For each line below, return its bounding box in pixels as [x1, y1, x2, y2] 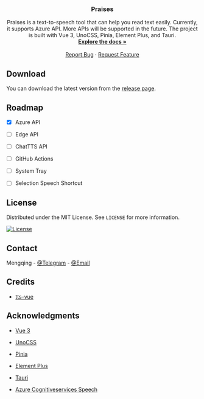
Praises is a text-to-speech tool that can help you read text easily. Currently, [7, 19, 198, 26]
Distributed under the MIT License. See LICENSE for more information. [6, 213, 180, 221]
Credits [6, 277, 35, 287]
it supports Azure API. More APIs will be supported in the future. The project [7, 25, 198, 32]
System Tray [15, 167, 47, 175]
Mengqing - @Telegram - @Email [6, 259, 90, 266]
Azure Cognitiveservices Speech [15, 386, 98, 393]
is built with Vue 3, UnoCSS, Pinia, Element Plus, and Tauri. [28, 32, 177, 39]
